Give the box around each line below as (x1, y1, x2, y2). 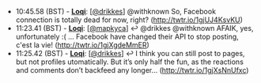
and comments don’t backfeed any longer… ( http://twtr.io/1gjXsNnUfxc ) (15, 66, 249, 74)
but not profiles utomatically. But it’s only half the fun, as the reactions (15, 57, 244, 66)
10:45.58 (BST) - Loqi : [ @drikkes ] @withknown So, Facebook (15, 7, 216, 16)
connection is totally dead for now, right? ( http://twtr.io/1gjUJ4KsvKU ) (15, 15, 244, 25)
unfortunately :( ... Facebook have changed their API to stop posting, (15, 32, 239, 41)
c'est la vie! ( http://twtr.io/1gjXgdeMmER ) (15, 40, 150, 50)
